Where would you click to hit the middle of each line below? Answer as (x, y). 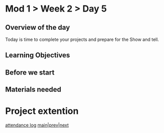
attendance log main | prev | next (37, 125)
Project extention (42, 111)
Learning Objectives (38, 55)
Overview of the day (38, 27)
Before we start (30, 72)
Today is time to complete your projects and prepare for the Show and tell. (82, 39)
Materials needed (33, 89)
